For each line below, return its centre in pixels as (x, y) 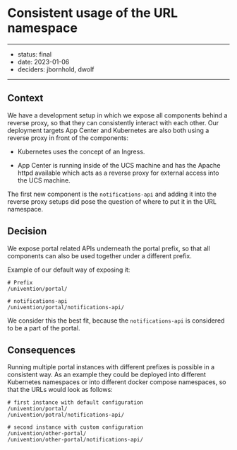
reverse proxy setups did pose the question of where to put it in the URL (112, 201)
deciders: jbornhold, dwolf (56, 69)
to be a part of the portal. (44, 328)
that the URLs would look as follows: (60, 390)
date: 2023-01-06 (43, 62)
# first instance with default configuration (75, 403)
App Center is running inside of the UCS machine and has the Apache (119, 165)
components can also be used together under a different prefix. (99, 255)
